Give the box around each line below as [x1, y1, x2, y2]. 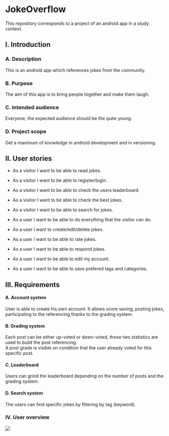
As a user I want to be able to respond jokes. [12, 246, 106, 252]
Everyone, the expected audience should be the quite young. [5, 115, 133, 122]
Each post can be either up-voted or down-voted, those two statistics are [5, 334, 158, 340]
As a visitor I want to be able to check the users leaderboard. [12, 187, 140, 193]
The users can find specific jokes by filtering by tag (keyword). [5, 401, 136, 407]
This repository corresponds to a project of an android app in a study [5, 20, 149, 26]
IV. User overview [5, 414, 50, 421]
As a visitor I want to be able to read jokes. [12, 168, 102, 174]
